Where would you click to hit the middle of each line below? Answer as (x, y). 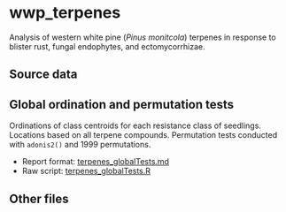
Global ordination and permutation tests (122, 104)
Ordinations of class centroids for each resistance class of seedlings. (135, 125)
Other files (39, 198)
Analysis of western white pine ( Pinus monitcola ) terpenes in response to (143, 37)
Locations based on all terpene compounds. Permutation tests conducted (143, 135)
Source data (43, 75)
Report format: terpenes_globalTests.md (96, 162)
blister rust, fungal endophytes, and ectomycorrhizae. (107, 46)
